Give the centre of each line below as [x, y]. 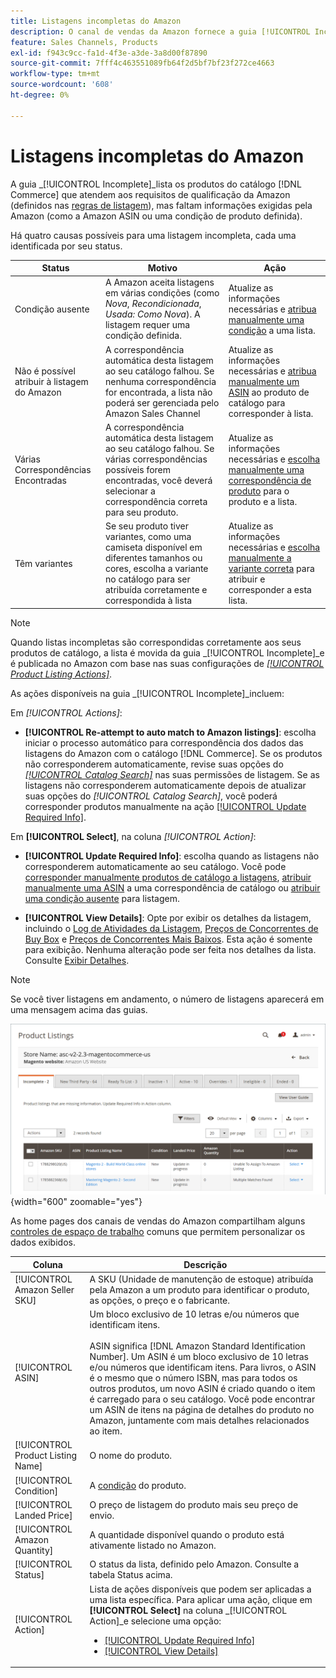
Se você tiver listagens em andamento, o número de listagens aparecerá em [167, 999]
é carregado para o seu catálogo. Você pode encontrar [202, 1399]
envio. [102, 1515]
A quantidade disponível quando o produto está [187, 1534]
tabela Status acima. [131, 1575]
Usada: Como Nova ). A [152, 314]
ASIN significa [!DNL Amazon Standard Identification [197, 1346]
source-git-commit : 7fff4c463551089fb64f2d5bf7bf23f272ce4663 [142, 63]
